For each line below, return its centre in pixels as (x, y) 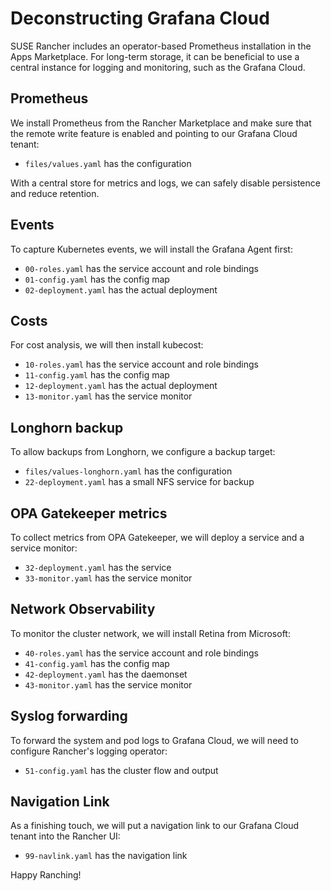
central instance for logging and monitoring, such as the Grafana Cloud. (158, 67)
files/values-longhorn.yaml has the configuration (128, 471)
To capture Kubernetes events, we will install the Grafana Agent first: (151, 249)
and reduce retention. (55, 193)
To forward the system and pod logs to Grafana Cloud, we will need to (154, 740)
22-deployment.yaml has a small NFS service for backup (139, 482)
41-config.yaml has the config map (97, 663)
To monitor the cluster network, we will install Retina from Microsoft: (150, 633)
